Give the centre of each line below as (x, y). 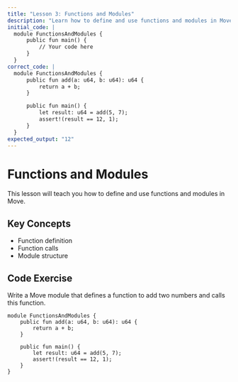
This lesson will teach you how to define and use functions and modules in (116, 194)
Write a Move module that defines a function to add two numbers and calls (116, 295)
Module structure (43, 256)
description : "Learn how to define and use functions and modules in (112, 21)
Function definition (45, 241)
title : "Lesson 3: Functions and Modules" (71, 14)
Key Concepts (39, 223)
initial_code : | (31, 27)
